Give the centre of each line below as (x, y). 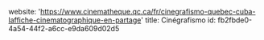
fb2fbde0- (235, 20)
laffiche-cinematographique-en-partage (75, 20)
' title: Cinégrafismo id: (178, 20)
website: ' (25, 12)
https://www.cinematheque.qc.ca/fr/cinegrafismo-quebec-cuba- (148, 12)
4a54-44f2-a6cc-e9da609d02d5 (64, 28)
